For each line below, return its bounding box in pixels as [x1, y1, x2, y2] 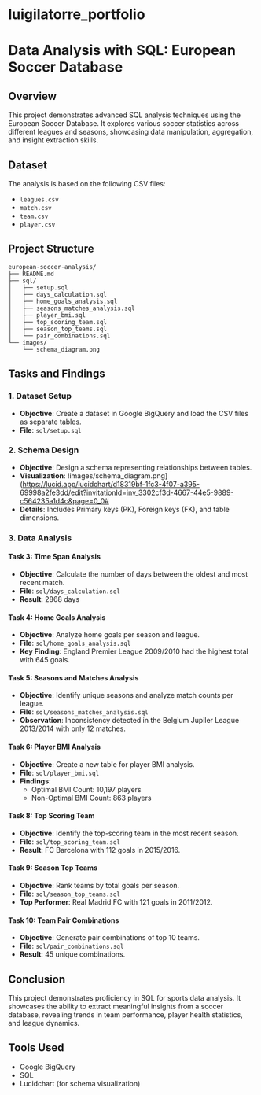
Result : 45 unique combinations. [19, 949, 126, 959]
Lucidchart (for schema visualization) [19, 1078, 141, 1088]
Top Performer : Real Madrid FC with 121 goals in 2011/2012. [19, 897, 213, 906]
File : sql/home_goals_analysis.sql [19, 639, 131, 648]
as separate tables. [19, 417, 82, 426]
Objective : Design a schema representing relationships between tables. [19, 463, 252, 472]
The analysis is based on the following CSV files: [8, 179, 166, 188]
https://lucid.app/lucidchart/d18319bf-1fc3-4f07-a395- [22, 479, 200, 489]
